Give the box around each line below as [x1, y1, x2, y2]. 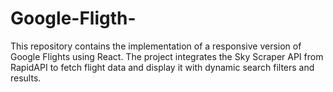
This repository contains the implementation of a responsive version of [10, 40, 302, 52]
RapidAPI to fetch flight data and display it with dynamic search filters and [10, 61, 315, 73]
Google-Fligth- [10, 7, 137, 30]
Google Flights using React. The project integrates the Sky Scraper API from [10, 50, 324, 62]
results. [10, 72, 42, 84]
